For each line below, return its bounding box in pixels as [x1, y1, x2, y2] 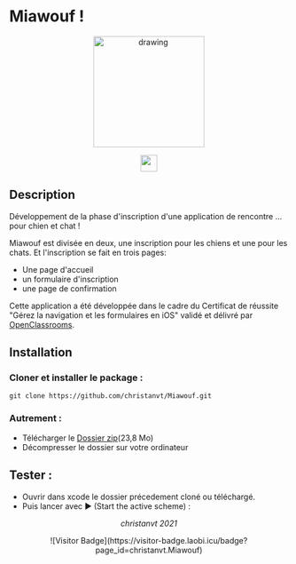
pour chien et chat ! [9, 220, 81, 231]
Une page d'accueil [21, 264, 94, 274]
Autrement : [9, 412, 62, 425]
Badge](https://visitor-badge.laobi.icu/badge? [81, 535, 248, 545]
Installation [9, 345, 73, 361]
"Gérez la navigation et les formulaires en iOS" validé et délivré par [9, 309, 253, 321]
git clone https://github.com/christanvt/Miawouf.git [9, 392, 213, 401]
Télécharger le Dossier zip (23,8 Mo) [21, 433, 154, 443]
